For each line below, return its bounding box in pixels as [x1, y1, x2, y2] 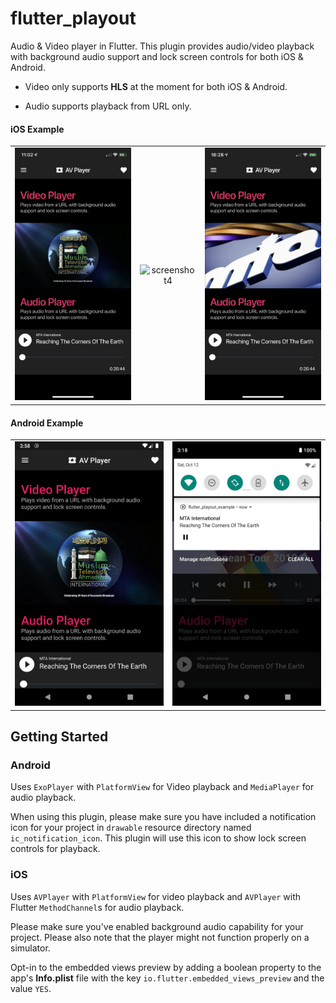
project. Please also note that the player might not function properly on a [10, 931, 310, 943]
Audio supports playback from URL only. [24, 100, 192, 112]
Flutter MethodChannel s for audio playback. [10, 901, 185, 913]
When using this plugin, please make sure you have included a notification [10, 811, 317, 823]
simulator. [10, 942, 51, 954]
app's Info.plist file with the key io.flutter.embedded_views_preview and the [10, 972, 325, 984]
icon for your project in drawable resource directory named [10, 822, 252, 834]
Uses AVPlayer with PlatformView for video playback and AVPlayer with [10, 890, 302, 902]
